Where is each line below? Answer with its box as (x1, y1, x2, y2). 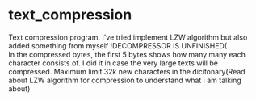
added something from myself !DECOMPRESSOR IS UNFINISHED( (8, 40, 228, 50)
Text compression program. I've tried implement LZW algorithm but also (8, 32, 248, 42)
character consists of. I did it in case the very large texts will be (8, 58, 218, 68)
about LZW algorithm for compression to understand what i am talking (8, 75, 242, 85)
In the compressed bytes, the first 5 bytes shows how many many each (8, 49, 246, 59)
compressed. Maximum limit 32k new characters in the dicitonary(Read (8, 66, 246, 76)
